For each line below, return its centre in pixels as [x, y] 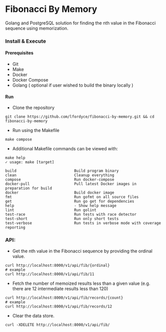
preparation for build [29, 188]
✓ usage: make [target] [30, 162]
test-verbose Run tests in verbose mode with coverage [83, 223]
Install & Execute [26, 41]
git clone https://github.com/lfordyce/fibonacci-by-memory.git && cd [80, 117]
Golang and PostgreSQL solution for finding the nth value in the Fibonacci [81, 23]
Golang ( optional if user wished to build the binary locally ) [73, 85]
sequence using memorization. [37, 28]
